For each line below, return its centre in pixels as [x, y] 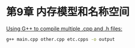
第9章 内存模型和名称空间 [68, 12]
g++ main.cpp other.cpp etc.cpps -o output [61, 39]
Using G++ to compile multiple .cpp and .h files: [64, 28]
